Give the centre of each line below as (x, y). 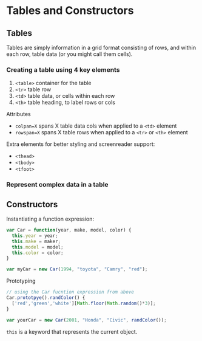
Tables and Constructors (70, 11)
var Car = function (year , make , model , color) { (69, 230)
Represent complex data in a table (57, 185)
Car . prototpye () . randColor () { (46, 298)
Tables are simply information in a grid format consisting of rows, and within (101, 47)
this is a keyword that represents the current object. (72, 331)
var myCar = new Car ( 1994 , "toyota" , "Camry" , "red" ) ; (77, 269)
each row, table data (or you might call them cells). (69, 54)
